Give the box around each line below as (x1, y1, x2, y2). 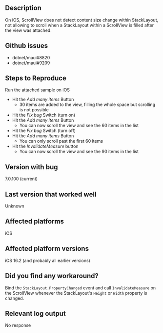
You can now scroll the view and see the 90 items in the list (19, 149, 139, 154)
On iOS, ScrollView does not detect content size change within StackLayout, (5, 17, 159, 23)
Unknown (5, 203, 24, 209)
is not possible (19, 107, 49, 113)
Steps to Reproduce (5, 74, 67, 82)
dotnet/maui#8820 (12, 54, 50, 60)
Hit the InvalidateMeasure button (12, 143, 79, 149)
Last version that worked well (5, 190, 97, 198)
